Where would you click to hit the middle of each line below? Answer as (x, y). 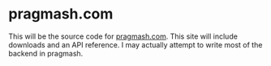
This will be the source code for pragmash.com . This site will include (123, 36)
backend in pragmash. (46, 53)
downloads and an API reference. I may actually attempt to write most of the (135, 44)
